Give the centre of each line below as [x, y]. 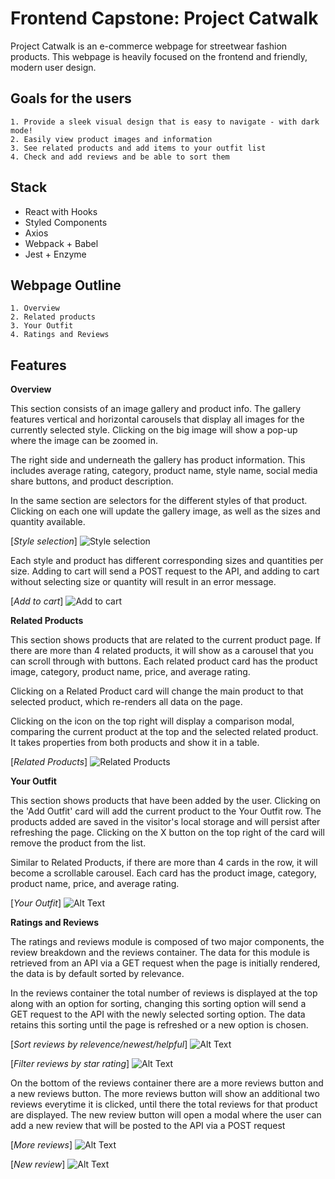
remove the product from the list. [78, 843]
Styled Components [66, 222]
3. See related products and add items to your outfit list [138, 148]
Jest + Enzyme [55, 254]
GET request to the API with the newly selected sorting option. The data [158, 1014]
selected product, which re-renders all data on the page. [126, 702]
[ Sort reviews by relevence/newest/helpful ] [99, 1044]
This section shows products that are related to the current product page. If [166, 640]
